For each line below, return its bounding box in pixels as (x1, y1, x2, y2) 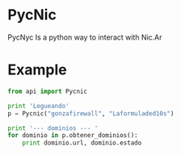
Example (7, 61, 67, 79)
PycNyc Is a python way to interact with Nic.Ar (7, 32, 162, 42)
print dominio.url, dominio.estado (22, 139, 142, 147)
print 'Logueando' (7, 102, 69, 110)
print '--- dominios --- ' (7, 124, 99, 132)
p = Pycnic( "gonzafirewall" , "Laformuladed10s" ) (7, 109, 175, 118)
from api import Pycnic (7, 87, 88, 95)
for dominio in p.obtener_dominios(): (7, 132, 138, 140)
